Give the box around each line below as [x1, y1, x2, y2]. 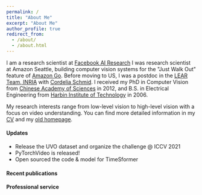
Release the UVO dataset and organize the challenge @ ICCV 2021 [14, 143, 181, 150]
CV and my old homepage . [6, 115, 73, 123]
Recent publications [6, 170, 58, 177]
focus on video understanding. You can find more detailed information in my [6, 109, 195, 117]
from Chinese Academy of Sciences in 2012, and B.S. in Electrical [6, 85, 169, 92]
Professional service [6, 184, 59, 191]
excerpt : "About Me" [6, 20, 58, 26]
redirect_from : [6, 31, 45, 37]
